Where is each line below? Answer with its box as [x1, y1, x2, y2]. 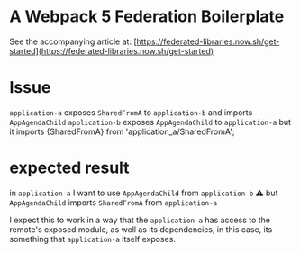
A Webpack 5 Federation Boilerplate [9, 6, 285, 27]
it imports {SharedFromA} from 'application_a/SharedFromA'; [9, 126, 235, 137]
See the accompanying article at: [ [9, 36, 137, 47]
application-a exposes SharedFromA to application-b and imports [9, 106, 253, 118]
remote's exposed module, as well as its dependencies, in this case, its [9, 223, 273, 235]
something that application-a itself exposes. [9, 233, 176, 244]
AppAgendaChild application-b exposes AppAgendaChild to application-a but [9, 116, 291, 127]
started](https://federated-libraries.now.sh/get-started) [9, 45, 214, 56]
